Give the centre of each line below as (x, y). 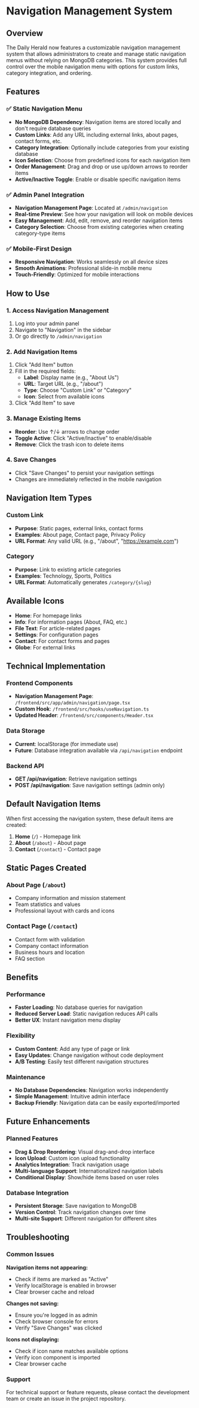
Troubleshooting (38, 1238)
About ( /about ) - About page (50, 842)
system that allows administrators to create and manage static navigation (96, 54)
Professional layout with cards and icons (65, 911)
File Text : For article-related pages (57, 628)
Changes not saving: (33, 1303)
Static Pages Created (46, 868)
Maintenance (26, 1077)
